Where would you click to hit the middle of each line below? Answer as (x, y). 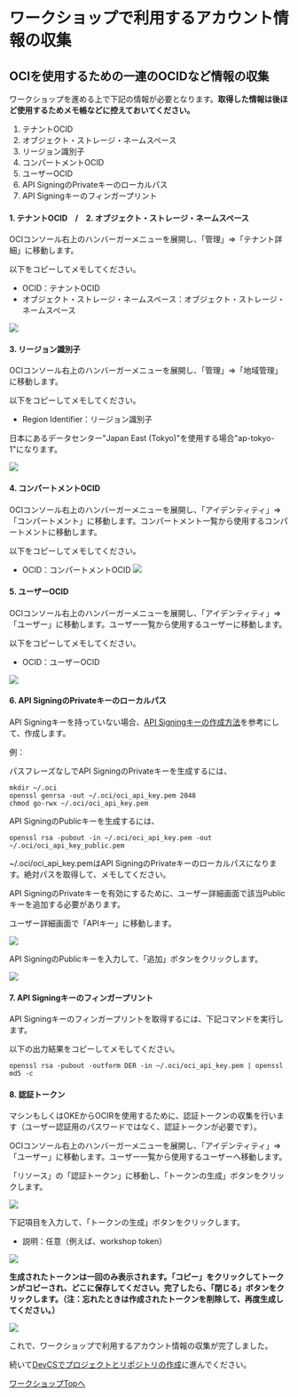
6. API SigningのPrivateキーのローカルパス (88, 701)
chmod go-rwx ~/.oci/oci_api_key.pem (79, 804)
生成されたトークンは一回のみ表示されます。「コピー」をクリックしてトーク (147, 1277)
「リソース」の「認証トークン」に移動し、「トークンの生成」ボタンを (135, 1176)
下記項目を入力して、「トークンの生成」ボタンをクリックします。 (127, 1223)
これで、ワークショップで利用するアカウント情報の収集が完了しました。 (141, 1346)
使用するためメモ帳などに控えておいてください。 (106, 110)
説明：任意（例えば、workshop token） (94, 1241)
